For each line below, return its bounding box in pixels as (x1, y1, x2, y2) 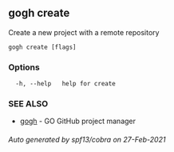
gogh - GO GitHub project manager (19, 116, 136, 126)
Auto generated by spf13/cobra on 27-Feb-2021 (8, 135, 166, 144)
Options (8, 62, 40, 73)
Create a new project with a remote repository (8, 27, 160, 37)
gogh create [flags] (8, 43, 77, 51)
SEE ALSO (8, 98, 49, 110)
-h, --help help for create (15, 80, 116, 88)
